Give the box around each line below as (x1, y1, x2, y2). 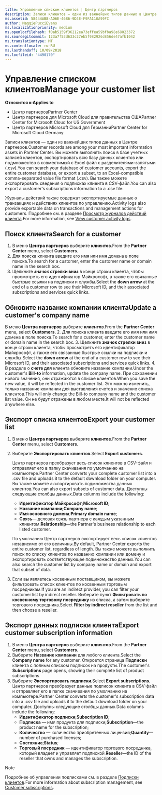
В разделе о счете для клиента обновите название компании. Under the (5, 365, 153, 371)
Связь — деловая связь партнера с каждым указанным (19, 516, 134, 522)
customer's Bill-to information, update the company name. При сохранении (5, 370, 157, 376)
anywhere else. (5, 401, 35, 407)
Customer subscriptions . (5, 784, 54, 790)
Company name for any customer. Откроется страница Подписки (12, 657, 147, 663)
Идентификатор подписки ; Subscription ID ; (19, 714, 110, 720)
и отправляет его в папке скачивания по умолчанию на (12, 688, 127, 694)
